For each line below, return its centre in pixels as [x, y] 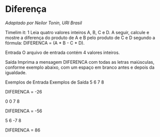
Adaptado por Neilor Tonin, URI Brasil [43, 23]
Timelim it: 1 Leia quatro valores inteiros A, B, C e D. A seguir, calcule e [77, 32]
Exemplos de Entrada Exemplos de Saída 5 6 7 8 [55, 82]
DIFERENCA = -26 [24, 91]
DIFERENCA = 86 [23, 130]
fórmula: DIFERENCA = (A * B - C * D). [45, 43]
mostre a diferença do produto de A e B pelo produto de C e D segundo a [80, 38]
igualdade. [16, 72]
